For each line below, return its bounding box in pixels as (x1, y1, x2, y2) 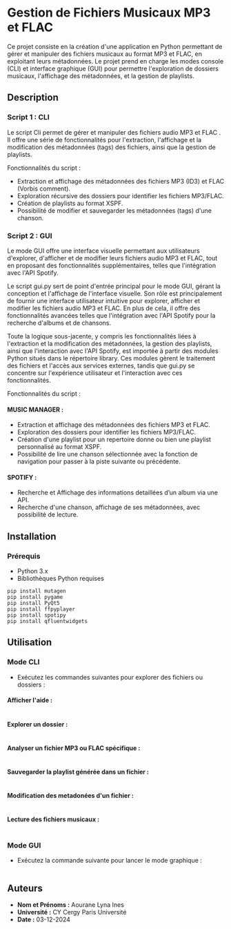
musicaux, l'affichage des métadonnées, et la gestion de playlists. (7, 71, 194, 80)
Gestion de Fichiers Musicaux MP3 (7, 5, 211, 21)
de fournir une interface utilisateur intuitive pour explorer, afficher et (7, 296, 201, 305)
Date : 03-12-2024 (17, 915, 71, 923)
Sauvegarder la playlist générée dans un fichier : (7, 767, 150, 776)
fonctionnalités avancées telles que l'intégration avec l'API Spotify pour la (7, 311, 216, 319)
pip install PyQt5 (7, 600, 60, 607)
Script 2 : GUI (7, 231, 53, 240)
